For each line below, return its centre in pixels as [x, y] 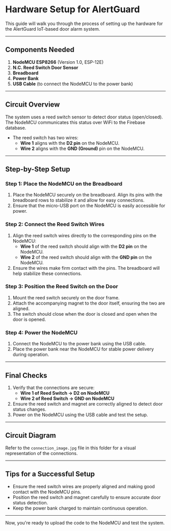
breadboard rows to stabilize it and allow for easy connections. [79, 200]
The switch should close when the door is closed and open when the [85, 314]
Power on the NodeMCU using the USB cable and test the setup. [80, 415]
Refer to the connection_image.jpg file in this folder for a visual [71, 448]
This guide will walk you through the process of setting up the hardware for [84, 23]
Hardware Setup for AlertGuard [73, 9]
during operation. [31, 355]
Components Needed [40, 50]
